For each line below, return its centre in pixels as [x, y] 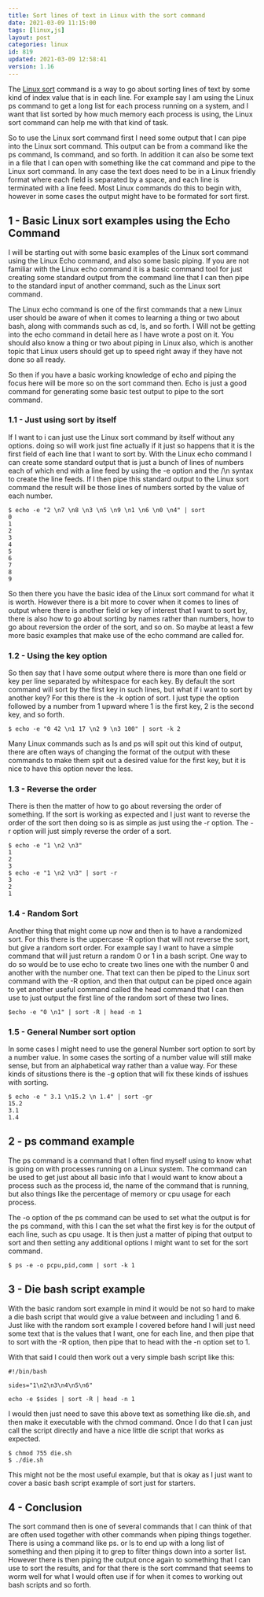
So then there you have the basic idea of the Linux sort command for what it [131, 593]
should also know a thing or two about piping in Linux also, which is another [131, 342]
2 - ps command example [71, 1142]
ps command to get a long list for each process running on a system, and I [128, 105]
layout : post [29, 37]
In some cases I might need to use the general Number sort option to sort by [132, 1049]
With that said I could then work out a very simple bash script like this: [122, 1357]
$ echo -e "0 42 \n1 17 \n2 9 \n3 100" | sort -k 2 [94, 729]
